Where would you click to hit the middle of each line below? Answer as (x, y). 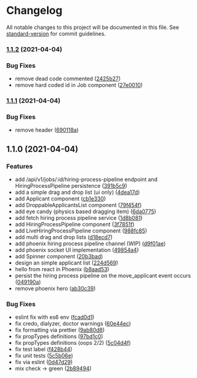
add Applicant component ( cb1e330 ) (61, 199)
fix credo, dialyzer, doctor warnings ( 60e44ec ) (73, 324)
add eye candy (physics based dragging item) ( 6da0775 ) (86, 211)
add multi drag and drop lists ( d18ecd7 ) (64, 237)
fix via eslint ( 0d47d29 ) (44, 362)
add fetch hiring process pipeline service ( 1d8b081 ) (79, 218)
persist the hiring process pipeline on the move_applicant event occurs (103, 276)
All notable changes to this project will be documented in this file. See (93, 27)
